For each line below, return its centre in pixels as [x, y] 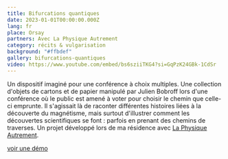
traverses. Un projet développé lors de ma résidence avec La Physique [107, 127]
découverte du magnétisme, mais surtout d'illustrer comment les [99, 113]
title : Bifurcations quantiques [53, 13]
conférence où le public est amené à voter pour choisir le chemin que [105, 98]
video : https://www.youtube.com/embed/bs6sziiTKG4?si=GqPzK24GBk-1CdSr [112, 64]
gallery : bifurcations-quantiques [57, 58]
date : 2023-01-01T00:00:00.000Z [53, 20]
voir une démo [27, 148]
